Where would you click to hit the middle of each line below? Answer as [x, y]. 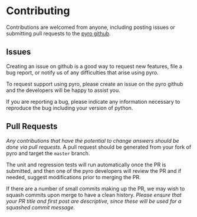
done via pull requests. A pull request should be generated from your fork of [99, 147]
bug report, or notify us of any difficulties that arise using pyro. [83, 73]
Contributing [38, 11]
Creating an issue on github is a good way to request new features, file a [94, 66]
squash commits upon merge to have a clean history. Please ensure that [94, 195]
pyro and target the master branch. [48, 153]
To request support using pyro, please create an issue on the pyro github [95, 84]
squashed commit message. [41, 207]
